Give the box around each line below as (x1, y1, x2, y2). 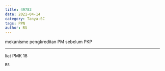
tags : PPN (5, 21, 26, 26)
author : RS (5, 25, 27, 30)
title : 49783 (5, 7, 32, 12)
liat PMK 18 (5, 53, 28, 59)
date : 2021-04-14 (5, 12, 41, 17)
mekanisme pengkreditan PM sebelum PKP (5, 39, 92, 45)
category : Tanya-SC (5, 16, 45, 21)
